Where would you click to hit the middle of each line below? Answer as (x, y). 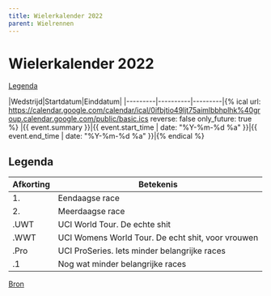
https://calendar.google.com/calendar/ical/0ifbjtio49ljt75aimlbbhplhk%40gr (135, 110)
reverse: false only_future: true (201, 119)
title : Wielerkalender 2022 (56, 16)
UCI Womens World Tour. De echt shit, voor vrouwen (158, 238)
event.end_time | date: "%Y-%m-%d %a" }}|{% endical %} (106, 136)
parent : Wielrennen (41, 24)
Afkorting (31, 185)
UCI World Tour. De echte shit (114, 225)
